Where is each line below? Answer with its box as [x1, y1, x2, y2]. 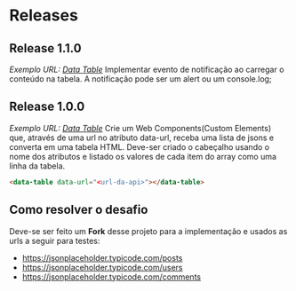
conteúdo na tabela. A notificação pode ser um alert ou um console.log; [9, 74, 273, 84]
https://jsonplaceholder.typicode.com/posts [21, 252, 183, 263]
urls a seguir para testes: [9, 235, 100, 246]
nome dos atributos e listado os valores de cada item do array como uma [9, 151, 277, 161]
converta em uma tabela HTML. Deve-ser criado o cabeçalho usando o [9, 141, 269, 152]
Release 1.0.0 [9, 99, 85, 114]
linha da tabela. [9, 161, 66, 171]
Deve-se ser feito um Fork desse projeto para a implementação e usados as [9, 225, 288, 236]
